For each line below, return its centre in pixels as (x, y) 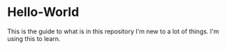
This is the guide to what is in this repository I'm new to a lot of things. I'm (113, 31)
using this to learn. (34, 38)
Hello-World (43, 12)
